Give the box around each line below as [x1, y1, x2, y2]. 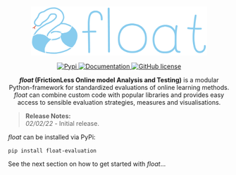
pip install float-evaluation [8, 147, 97, 154]
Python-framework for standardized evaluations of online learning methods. [8, 83, 230, 91]
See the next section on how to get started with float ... [8, 160, 166, 168]
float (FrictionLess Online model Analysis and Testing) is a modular [19, 75, 219, 84]
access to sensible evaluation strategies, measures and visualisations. [17, 98, 221, 106]
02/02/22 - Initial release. [25, 119, 99, 127]
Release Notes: [25, 112, 71, 120]
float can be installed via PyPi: [8, 133, 96, 141]
